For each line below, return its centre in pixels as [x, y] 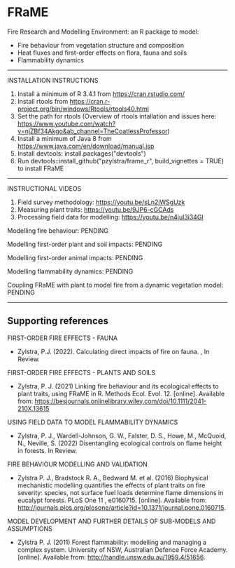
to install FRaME [41, 168]
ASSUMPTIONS [30, 528]
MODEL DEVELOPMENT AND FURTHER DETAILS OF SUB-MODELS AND [112, 521]
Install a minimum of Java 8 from [64, 138]
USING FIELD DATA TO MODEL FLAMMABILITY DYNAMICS [93, 422]
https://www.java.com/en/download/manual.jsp [86, 146]
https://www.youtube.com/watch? [66, 123]
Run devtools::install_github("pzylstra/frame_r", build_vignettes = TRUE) [121, 161]
